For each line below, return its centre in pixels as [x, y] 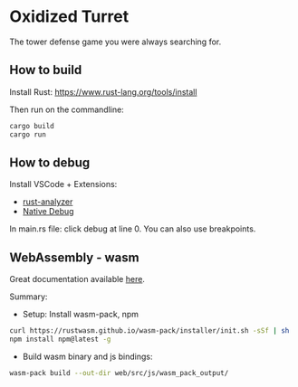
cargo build [32, 126]
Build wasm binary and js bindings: [87, 356]
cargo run [28, 134]
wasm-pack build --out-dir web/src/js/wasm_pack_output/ [119, 373]
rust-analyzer [48, 202]
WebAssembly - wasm [74, 257]
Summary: [29, 297]
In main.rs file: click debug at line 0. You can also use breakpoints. [133, 229]
